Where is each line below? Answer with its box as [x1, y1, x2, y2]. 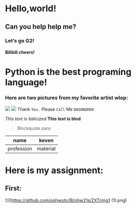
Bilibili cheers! [5, 50, 35, 55]
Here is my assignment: [5, 165, 104, 176]
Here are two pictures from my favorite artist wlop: [5, 94, 129, 101]
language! [5, 77, 48, 88]
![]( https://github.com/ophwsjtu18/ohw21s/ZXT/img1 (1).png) [5, 197, 127, 203]
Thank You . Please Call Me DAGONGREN [17, 106, 94, 112]
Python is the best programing [5, 67, 132, 78]
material [36, 145, 56, 152]
